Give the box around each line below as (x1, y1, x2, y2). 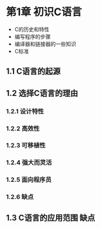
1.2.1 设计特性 (6, 107, 44, 115)
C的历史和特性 (14, 26, 50, 33)
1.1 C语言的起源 (6, 67, 61, 77)
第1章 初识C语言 (6, 5, 82, 19)
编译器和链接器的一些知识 (14, 40, 76, 47)
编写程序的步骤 (14, 33, 51, 40)
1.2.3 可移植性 (6, 141, 46, 150)
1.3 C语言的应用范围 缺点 (6, 213, 95, 223)
